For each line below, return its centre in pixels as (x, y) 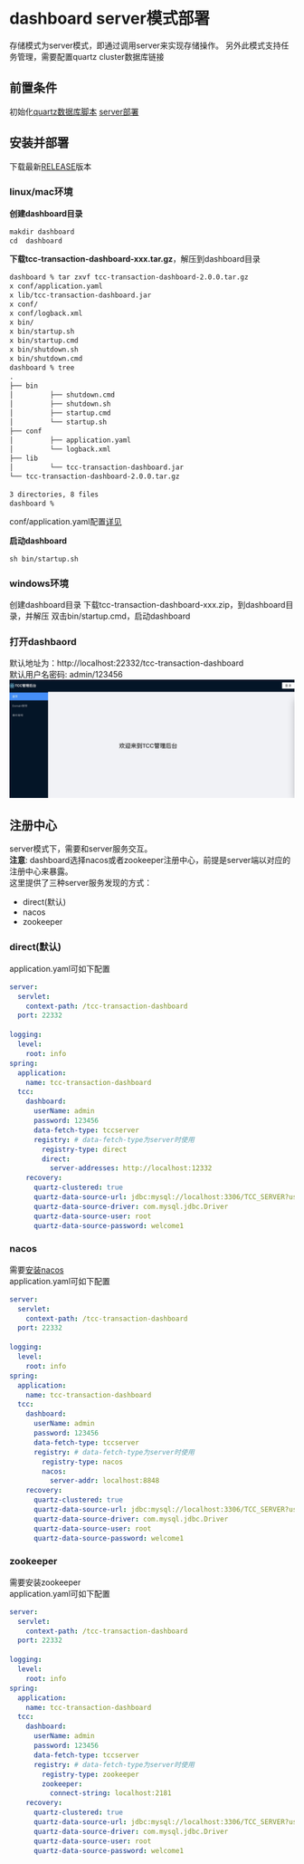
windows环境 (39, 583)
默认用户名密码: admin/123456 (66, 675)
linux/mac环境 (41, 192)
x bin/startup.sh (42, 331)
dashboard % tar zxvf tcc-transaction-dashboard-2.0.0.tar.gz (129, 277)
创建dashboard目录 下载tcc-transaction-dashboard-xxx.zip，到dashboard (147, 605)
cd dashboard (36, 241)
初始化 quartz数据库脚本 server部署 (74, 111)
